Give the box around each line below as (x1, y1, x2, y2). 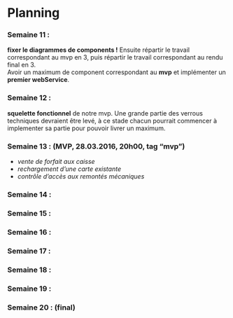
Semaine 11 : (7, 30, 50, 40)
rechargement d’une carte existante (17, 165, 121, 173)
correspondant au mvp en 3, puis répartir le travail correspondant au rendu (7, 53, 223, 62)
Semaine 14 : (7, 190, 52, 199)
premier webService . (7, 76, 70, 84)
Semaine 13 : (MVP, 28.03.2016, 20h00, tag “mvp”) (7, 141, 185, 151)
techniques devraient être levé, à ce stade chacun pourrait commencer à (7, 116, 218, 125)
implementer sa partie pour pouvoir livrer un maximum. (7, 124, 166, 132)
